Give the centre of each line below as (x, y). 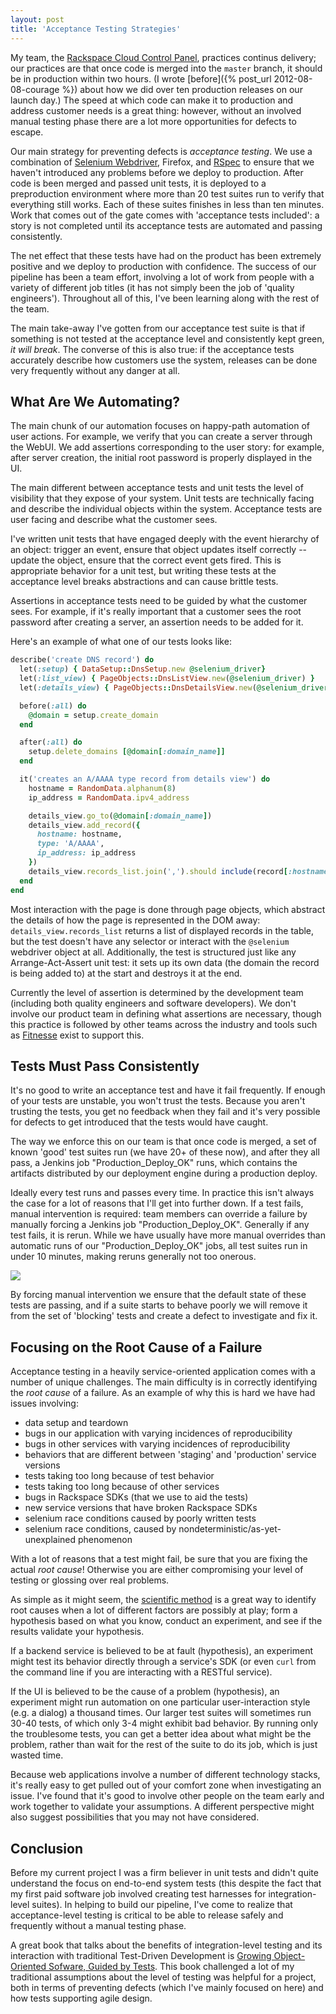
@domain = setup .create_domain (93, 715)
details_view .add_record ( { (84, 825)
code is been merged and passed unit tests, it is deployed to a (138, 183)
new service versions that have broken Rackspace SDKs (141, 1508)
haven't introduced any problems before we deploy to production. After (157, 172)
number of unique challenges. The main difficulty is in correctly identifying (164, 1382)
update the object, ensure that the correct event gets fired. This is (146, 560)
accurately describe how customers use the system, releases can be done (164, 360)
